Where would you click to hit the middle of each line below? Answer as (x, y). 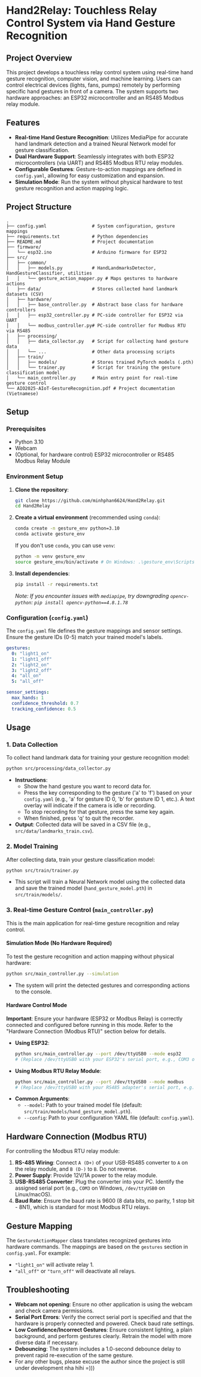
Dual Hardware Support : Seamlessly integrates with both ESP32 (95, 156)
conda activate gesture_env (50, 534)
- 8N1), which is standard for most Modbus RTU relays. (83, 1207)
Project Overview (39, 58)
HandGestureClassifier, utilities (49, 273)
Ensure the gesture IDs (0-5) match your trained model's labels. (85, 637)
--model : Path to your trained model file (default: (83, 1105)
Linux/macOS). (33, 1194)
